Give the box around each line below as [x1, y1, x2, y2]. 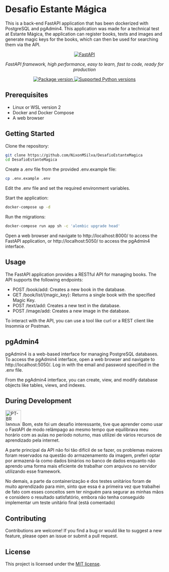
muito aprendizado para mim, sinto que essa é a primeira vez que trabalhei [5, 483, 160, 489]
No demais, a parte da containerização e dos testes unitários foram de [5, 478, 151, 484]
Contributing [5, 514, 46, 523]
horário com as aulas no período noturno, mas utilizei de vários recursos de [5, 432, 162, 438]
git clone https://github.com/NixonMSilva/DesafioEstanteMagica [5, 153, 143, 158]
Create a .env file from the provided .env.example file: [5, 166, 117, 172]
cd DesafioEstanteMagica [5, 157, 57, 162]
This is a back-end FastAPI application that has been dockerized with [5, 20, 148, 26]
